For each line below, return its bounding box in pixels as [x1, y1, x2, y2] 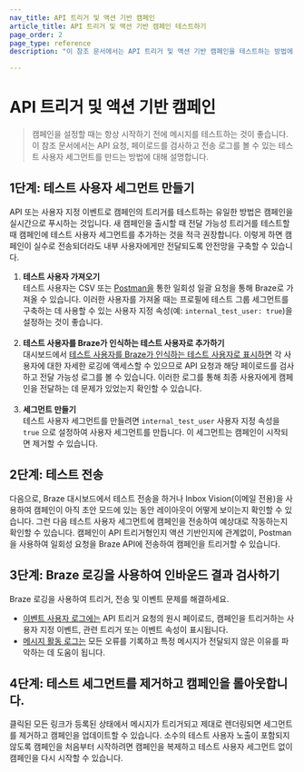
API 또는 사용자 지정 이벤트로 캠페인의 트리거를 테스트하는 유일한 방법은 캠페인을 [9, 206, 293, 217]
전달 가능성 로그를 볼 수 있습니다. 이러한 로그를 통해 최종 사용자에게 [39, 371, 277, 382]
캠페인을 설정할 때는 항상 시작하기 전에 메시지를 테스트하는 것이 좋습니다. [31, 129, 289, 140]
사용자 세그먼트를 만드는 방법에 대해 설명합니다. [41, 152, 209, 163]
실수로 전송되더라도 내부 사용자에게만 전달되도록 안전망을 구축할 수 [33, 240, 270, 251]
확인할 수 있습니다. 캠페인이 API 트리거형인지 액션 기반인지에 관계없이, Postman [9, 527, 292, 538]
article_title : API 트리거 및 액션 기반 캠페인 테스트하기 [9, 22, 207, 31]
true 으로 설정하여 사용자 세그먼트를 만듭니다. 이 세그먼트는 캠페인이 [22, 426, 265, 437]
